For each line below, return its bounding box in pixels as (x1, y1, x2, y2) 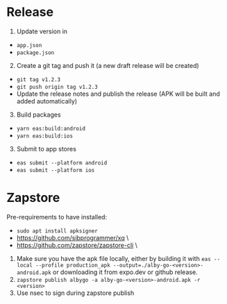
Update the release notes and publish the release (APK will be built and (16, 90, 220, 98)
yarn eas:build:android (16, 125, 86, 132)
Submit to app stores (16, 144, 77, 153)
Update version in (16, 27, 67, 35)
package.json (16, 49, 55, 56)
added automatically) (16, 96, 78, 105)
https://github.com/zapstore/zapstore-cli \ (16, 241, 138, 249)
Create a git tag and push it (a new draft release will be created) (16, 61, 199, 69)
